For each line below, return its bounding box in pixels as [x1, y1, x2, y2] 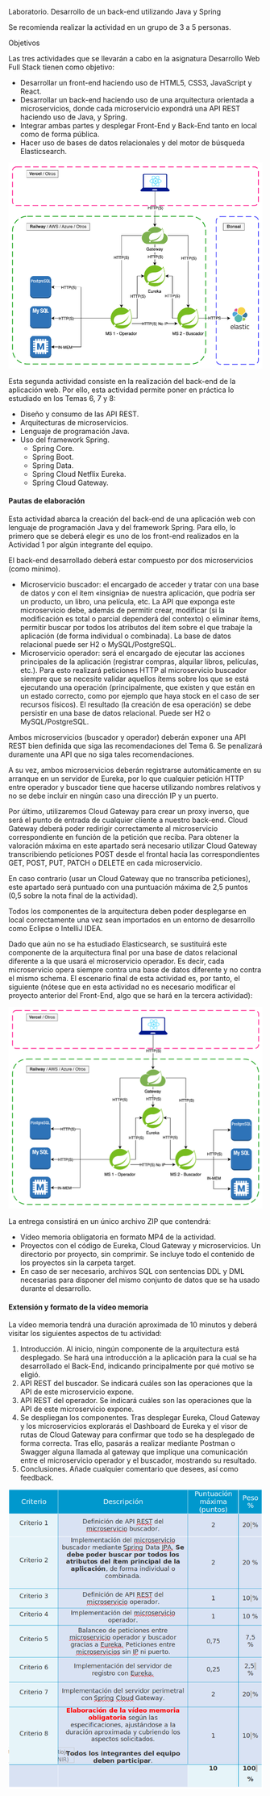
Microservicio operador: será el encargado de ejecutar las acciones [19, 648, 246, 658]
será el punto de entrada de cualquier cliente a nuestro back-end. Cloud [8, 815, 248, 825]
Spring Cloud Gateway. [31, 478, 109, 487]
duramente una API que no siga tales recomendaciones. [8, 750, 195, 759]
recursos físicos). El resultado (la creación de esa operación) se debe [19, 700, 251, 709]
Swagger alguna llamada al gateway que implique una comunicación [19, 1447, 248, 1457]
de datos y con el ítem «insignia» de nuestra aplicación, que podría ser [19, 588, 255, 598]
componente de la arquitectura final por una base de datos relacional [8, 947, 238, 957]
